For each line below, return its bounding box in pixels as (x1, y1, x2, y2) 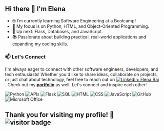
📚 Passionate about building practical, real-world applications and (12, 34, 146, 39)
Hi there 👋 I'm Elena (5, 5, 66, 13)
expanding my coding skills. (12, 41, 68, 47)
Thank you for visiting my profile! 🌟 (5, 111, 114, 119)
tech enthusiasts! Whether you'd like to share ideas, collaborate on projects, (5, 72, 158, 77)
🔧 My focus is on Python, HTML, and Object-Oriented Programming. (12, 23, 150, 29)
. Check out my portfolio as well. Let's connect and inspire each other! (5, 82, 147, 88)
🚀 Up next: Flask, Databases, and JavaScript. (12, 28, 103, 34)
